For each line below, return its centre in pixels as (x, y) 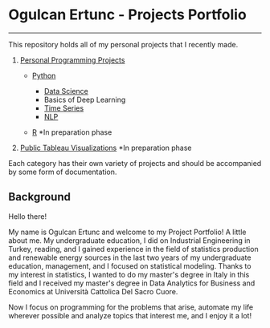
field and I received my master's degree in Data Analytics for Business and (132, 283)
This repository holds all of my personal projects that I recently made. (123, 44)
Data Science (66, 91)
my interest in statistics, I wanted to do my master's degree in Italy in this (129, 274)
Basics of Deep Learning (85, 99)
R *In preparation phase (72, 132)
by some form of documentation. (63, 172)
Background (39, 197)
